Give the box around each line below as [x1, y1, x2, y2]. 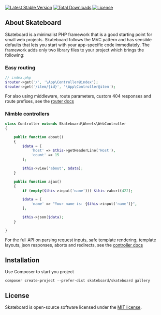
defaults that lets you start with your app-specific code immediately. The [5, 42, 150, 48]
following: [5, 52, 25, 58]
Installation [5, 256, 40, 265]
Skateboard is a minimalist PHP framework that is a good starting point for [5, 32, 153, 37]
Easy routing [5, 64, 35, 71]
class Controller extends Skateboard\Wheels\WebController [5, 121, 127, 126]
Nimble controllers [5, 110, 50, 117]
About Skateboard [5, 18, 61, 27]
